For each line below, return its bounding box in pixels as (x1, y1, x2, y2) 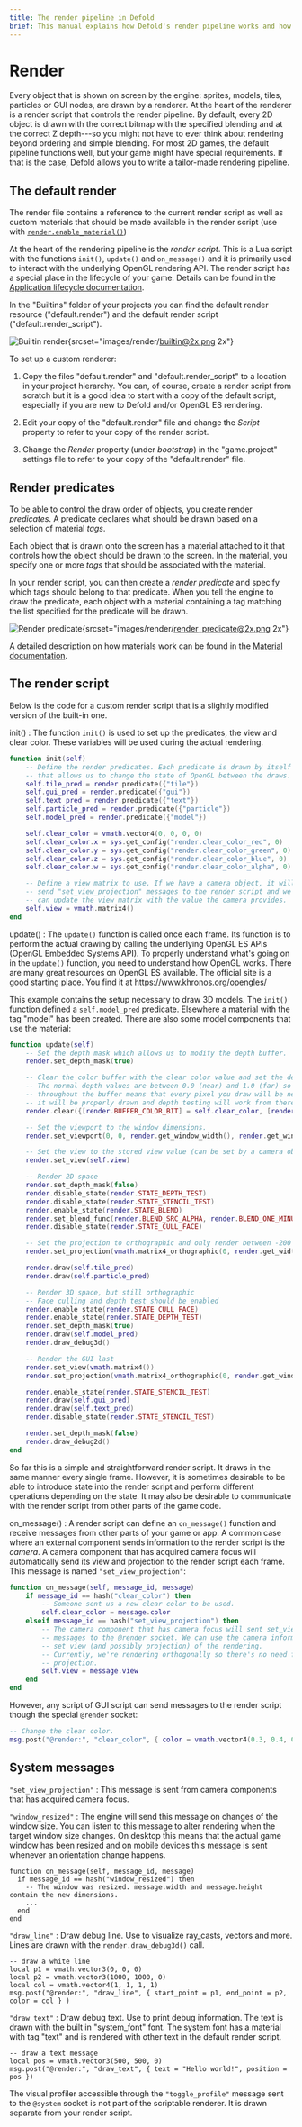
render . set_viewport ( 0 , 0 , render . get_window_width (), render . (25, 1132, 268, 1141)
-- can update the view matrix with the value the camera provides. (25, 895, 288, 904)
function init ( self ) (9, 754, 87, 763)
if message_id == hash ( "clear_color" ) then (25, 1591, 191, 1600)
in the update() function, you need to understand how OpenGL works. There (9, 957, 292, 968)
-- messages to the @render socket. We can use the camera (41, 1632, 268, 1642)
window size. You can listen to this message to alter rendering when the (9, 1821, 276, 1832)
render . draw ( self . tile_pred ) (25, 1263, 135, 1272)
